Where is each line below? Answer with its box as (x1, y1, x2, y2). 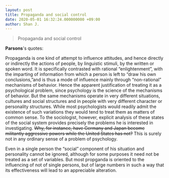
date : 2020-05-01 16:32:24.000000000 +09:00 (5, 17, 100, 22)
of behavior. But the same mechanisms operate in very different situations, (5, 93, 160, 99)
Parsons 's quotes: (5, 45, 44, 51)
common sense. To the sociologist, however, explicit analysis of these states (5, 115, 164, 121)
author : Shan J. (5, 21, 39, 27)
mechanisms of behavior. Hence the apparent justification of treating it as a (5, 82, 162, 88)
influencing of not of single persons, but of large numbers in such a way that (5, 162, 164, 168)
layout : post (5, 7, 33, 13)
